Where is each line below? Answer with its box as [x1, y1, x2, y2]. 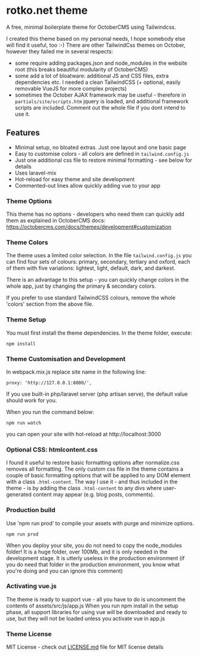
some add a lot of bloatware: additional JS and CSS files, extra [14, 72, 169, 79]
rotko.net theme [6, 4, 88, 17]
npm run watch [6, 420, 42, 426]
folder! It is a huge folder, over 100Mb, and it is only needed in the [6, 548, 168, 555]
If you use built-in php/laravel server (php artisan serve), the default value [6, 390, 188, 398]
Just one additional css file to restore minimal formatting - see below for [14, 157, 193, 164]
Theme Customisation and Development [6, 354, 126, 363]
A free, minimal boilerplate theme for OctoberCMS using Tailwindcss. [6, 23, 176, 31]
